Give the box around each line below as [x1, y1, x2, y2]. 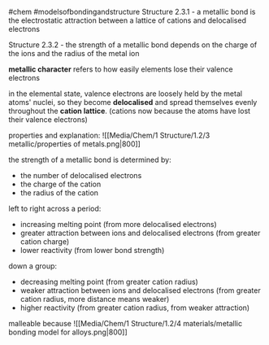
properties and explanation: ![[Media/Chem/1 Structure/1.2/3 [8, 130, 210, 140]
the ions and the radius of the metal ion [8, 49, 140, 58]
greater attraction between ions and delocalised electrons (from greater [20, 228, 261, 238]
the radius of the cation [20, 188, 99, 198]
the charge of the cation [20, 179, 102, 189]
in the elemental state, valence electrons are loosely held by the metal [8, 89, 242, 98]
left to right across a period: [8, 203, 102, 213]
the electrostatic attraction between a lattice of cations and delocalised [8, 15, 246, 25]
